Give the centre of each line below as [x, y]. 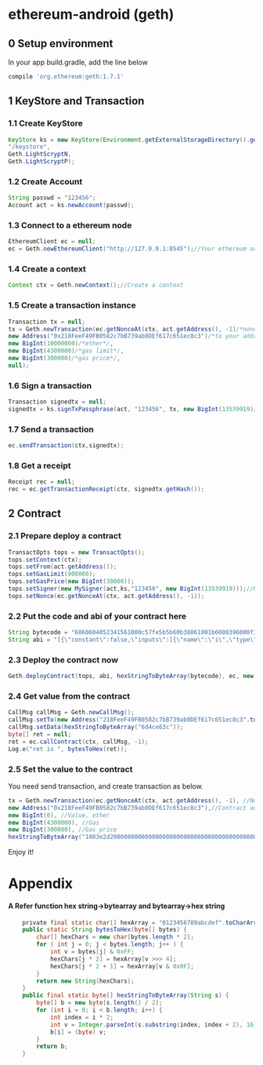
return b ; [52, 1047]
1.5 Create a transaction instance [72, 305]
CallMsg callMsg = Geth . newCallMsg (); [71, 713]
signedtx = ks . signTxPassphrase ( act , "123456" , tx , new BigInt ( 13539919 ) [131, 409]
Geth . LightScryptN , [40, 155]
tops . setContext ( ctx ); [45, 560]
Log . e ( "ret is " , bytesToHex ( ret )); [68, 749]
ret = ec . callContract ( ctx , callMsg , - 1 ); [78, 742]
